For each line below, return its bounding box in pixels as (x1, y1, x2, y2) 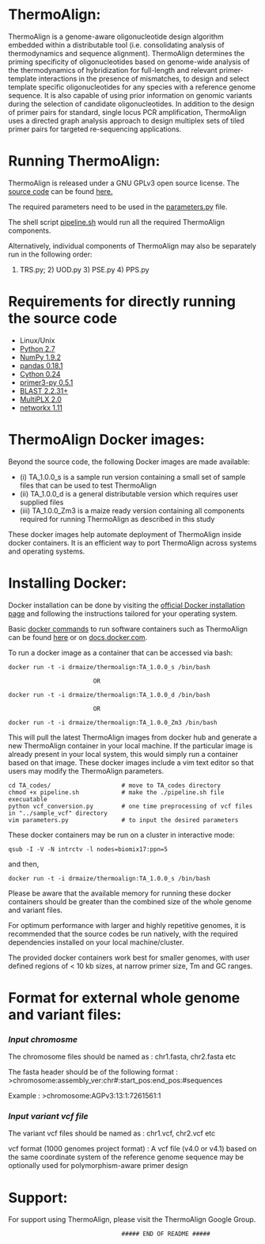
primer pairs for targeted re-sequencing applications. (8, 124, 182, 134)
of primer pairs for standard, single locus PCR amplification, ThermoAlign (8, 107, 247, 116)
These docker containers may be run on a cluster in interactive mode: (8, 830, 235, 839)
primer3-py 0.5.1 (19, 378, 74, 387)
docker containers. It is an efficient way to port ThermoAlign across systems (8, 538, 257, 547)
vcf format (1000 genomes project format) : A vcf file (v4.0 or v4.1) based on (8, 1144, 257, 1154)
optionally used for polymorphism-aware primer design (8, 1161, 188, 1170)
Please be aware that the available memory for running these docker (8, 888, 232, 898)
